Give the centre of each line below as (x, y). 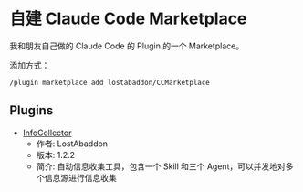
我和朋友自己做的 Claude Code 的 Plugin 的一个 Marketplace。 (127, 46)
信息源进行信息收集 (80, 177)
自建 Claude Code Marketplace (128, 19)
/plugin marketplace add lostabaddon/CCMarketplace (110, 82)
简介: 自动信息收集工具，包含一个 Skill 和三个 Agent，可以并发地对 (161, 166)
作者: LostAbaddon (72, 144)
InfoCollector (47, 133)
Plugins (31, 111)
